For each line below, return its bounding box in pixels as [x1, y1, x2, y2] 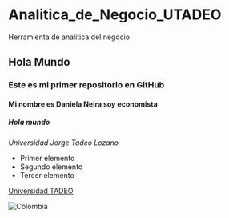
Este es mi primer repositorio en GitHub [8, 79, 165, 91]
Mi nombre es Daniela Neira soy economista [8, 99, 158, 109]
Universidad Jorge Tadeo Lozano [8, 138, 119, 147]
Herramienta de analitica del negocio [8, 32, 131, 42]
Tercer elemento [19, 170, 74, 180]
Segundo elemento [19, 162, 83, 172]
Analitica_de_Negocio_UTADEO [8, 6, 222, 24]
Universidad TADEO [8, 186, 74, 196]
